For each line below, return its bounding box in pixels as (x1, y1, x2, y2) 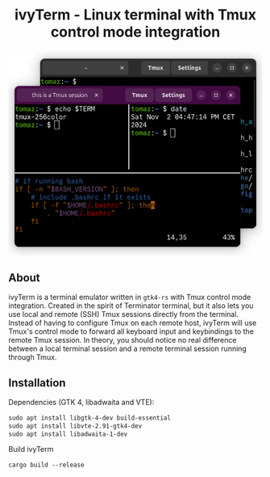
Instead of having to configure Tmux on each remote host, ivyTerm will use (8, 318, 257, 328)
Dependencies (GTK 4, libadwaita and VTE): (8, 398, 155, 407)
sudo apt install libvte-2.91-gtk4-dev (8, 422, 143, 430)
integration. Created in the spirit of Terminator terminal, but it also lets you (8, 301, 254, 310)
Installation (8, 376, 66, 390)
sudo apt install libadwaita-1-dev (8, 430, 128, 438)
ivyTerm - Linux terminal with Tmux (15, 6, 256, 24)
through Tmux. (8, 352, 57, 362)
